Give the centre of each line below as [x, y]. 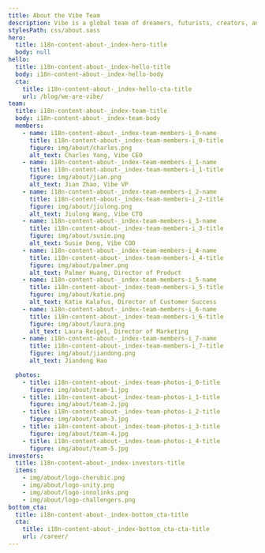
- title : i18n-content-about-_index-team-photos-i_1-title [121, 397]
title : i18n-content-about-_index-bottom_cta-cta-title [116, 529]
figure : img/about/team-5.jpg [78, 448]
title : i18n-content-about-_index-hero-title [91, 45]
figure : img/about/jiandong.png [82, 354]
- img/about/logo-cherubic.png [74, 478]
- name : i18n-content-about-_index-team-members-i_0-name [119, 133]
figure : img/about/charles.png [80, 148]
